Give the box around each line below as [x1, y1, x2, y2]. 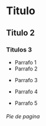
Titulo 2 [6, 28, 35, 38]
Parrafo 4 [14, 88, 38, 95]
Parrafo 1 [14, 59, 37, 66]
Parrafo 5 [14, 99, 38, 106]
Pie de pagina [6, 113, 40, 120]
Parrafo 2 [14, 65, 38, 72]
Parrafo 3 [14, 76, 38, 83]
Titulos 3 [6, 46, 32, 54]
